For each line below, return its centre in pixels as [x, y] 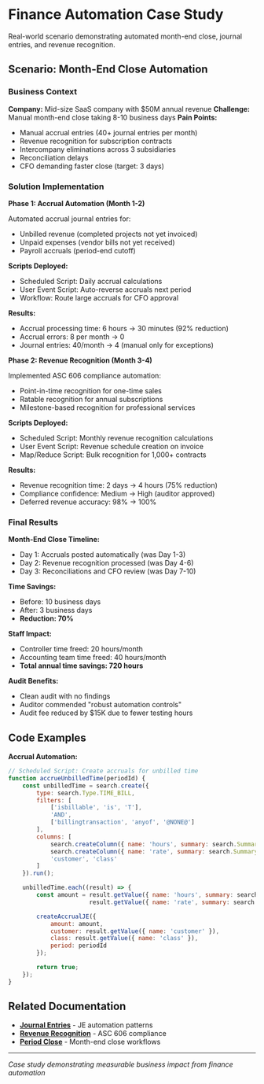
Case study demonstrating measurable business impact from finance [121, 1064]
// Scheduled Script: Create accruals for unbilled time [103, 771]
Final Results [33, 522]
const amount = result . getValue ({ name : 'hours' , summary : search [147, 895]
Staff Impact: [30, 634]
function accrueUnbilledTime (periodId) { [77, 778]
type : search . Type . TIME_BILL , [86, 793]
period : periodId [79, 946]
